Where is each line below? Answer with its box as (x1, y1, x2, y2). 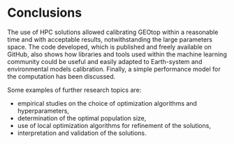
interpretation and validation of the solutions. (17, 129, 147, 137)
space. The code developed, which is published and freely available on (7, 42, 212, 51)
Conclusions (7, 5, 82, 21)
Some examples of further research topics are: (7, 86, 142, 94)
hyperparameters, (17, 106, 70, 115)
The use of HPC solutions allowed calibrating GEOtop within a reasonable (7, 28, 219, 36)
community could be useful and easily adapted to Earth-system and (7, 57, 203, 65)
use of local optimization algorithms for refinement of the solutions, (17, 121, 212, 129)
